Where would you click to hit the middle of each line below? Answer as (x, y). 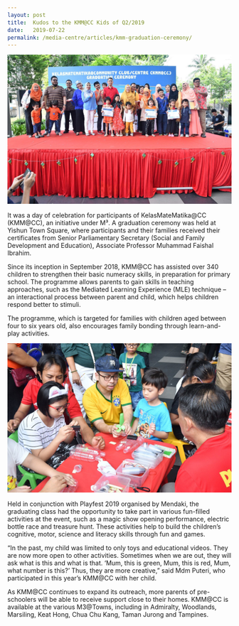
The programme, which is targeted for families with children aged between (117, 318)
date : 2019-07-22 (36, 30)
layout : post (27, 15)
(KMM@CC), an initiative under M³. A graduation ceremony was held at (112, 222)
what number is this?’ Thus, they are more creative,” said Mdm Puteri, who (116, 570)
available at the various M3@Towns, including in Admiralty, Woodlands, (112, 607)
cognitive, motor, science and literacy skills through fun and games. (106, 534)
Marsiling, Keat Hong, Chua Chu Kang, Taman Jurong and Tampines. (108, 614)
